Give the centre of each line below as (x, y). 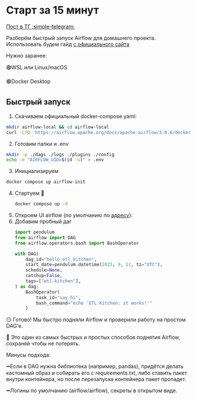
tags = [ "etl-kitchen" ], (53, 281)
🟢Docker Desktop (28, 81)
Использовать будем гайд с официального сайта (68, 44)
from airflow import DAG (45, 238)
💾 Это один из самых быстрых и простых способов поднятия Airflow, (93, 337)
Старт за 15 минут (52, 10)
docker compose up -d (41, 204)
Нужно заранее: (27, 55)
